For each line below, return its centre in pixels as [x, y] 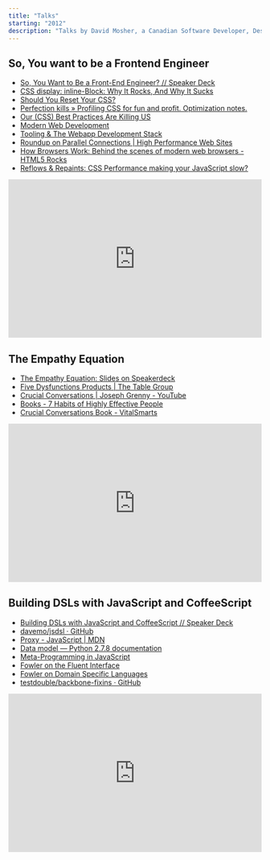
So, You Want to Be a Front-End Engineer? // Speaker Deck [117, 83]
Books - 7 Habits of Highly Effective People [91, 404]
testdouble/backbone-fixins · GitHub [80, 682]
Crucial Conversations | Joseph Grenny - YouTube [103, 395]
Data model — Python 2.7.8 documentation [91, 648]
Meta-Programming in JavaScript [75, 656]
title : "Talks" [34, 16]
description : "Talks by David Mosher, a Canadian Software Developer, [129, 31]
